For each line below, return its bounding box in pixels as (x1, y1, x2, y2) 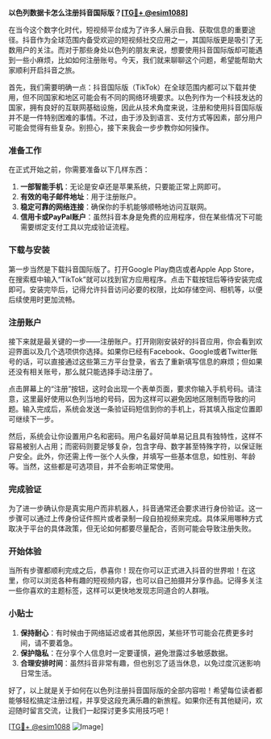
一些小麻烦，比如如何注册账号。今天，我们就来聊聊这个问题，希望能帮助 (15, 56, 256, 65)
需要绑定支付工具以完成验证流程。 (19, 222, 134, 232)
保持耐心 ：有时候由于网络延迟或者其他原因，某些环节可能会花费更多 (19, 628, 247, 637)
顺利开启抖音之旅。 (15, 65, 79, 75)
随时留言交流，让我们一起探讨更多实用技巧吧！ (15, 705, 171, 715)
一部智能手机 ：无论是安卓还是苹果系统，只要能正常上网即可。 (19, 182, 226, 192)
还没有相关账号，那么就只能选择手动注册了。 (8, 366, 157, 376)
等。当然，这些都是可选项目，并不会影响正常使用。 (8, 461, 178, 471)
